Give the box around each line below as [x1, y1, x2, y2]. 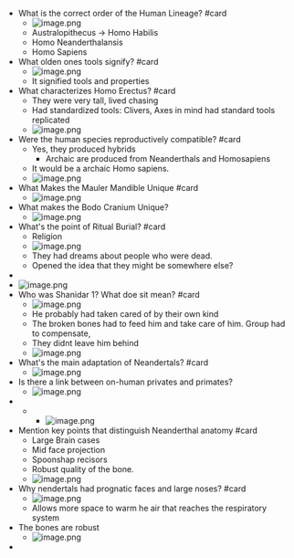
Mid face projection [31, 445, 106, 455]
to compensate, [31, 328, 91, 339]
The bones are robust [17, 522, 100, 532]
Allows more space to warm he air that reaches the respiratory [31, 502, 268, 513]
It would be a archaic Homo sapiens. [31, 163, 170, 174]
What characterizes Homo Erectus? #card [17, 86, 176, 96]
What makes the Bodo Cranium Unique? [17, 202, 169, 213]
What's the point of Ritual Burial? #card [17, 221, 166, 232]
